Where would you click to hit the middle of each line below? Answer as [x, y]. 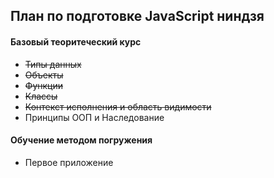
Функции [44, 85]
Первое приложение [69, 162]
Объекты [44, 75]
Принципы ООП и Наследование [94, 117]
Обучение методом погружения [81, 140]
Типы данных [53, 64]
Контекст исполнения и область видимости [118, 106]
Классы [41, 96]
